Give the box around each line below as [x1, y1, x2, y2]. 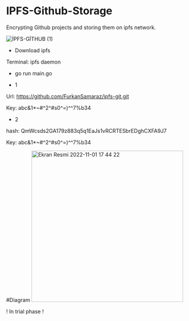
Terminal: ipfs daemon [6, 58, 61, 65]
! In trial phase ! [6, 307, 44, 315]
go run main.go [14, 69, 52, 77]
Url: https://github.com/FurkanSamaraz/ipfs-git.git [6, 93, 130, 100]
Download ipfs [14, 46, 51, 54]
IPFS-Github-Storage [6, 4, 113, 18]
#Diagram [6, 296, 31, 303]
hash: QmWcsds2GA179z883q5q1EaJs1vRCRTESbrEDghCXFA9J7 [6, 127, 167, 134]
